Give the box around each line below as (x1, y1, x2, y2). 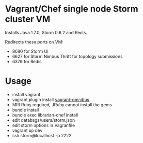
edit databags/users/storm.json (12, 117, 75, 123)
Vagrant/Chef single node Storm (5, 3, 139, 14)
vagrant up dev (12, 127, 43, 133)
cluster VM (5, 14, 50, 25)
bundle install (12, 107, 39, 113)
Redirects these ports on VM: (5, 39, 64, 44)
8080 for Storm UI (12, 48, 48, 54)
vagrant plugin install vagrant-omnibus (12, 97, 90, 102)
